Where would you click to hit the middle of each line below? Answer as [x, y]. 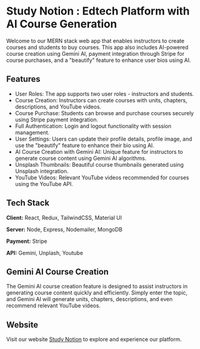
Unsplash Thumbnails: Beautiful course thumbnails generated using [99, 164]
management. [32, 132]
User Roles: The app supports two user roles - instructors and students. [105, 94]
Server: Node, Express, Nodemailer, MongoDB [64, 229]
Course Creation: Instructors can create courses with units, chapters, [101, 100]
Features [23, 79]
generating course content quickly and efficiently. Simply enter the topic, [97, 293]
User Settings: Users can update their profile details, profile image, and [103, 139]
